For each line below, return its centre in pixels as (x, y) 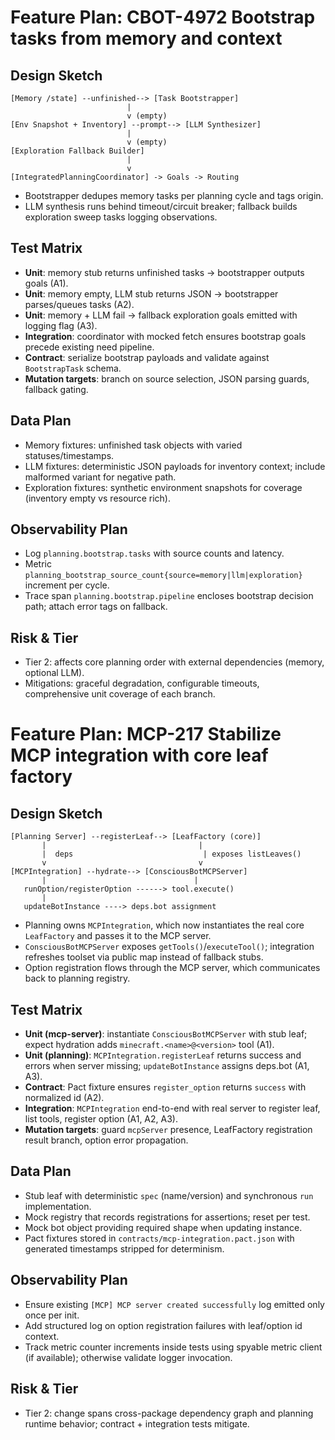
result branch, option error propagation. (106, 1140)
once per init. (52, 1315)
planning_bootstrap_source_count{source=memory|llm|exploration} (163, 576)
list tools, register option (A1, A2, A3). (101, 1119)
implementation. (58, 1206)
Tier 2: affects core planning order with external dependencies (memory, (174, 662)
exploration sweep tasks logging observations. (121, 217)
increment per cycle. (67, 585)
